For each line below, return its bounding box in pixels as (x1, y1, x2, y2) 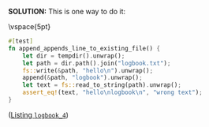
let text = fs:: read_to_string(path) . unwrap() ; (22, 81, 181, 89)
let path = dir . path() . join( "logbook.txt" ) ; (22, 59, 171, 67)
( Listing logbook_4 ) (8, 110, 69, 119)
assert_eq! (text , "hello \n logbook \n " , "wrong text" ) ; (22, 88, 203, 97)
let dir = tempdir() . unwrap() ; (22, 51, 125, 60)
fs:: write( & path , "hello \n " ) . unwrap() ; (22, 66, 154, 74)
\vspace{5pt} (8, 22, 51, 31)
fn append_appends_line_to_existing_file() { (8, 44, 160, 52)
